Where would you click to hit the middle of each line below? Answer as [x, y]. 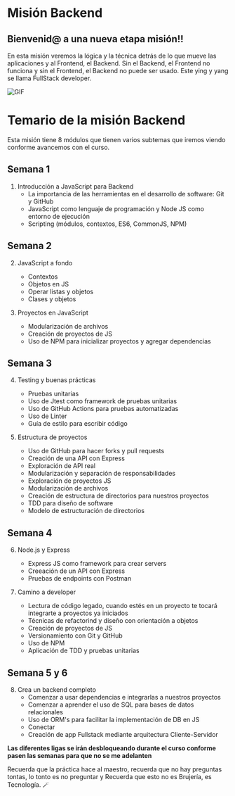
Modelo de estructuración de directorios [86, 511]
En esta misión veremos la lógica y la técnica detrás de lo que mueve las [112, 56]
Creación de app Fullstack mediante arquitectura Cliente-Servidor [123, 734]
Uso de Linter [47, 416]
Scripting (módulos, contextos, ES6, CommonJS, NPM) [107, 224]
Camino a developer [46, 592]
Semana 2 [30, 246]
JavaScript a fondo [45, 263]
